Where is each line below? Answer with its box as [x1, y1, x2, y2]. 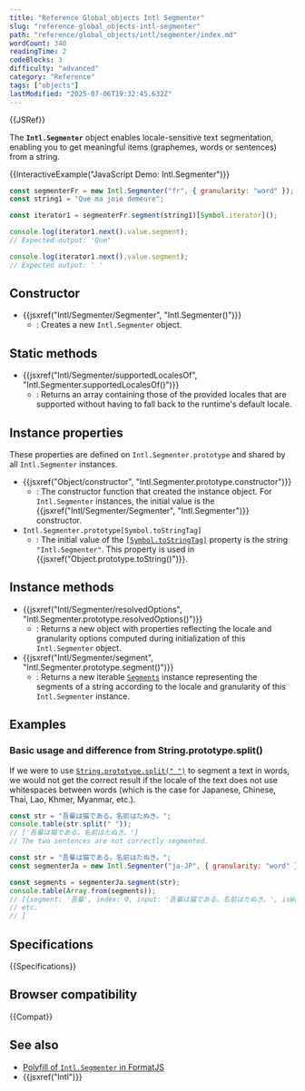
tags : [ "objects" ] [9, 81, 79, 90]
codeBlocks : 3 [9, 55, 64, 64]
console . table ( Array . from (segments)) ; [9, 886, 156, 895]
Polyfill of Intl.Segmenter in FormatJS [22, 1061, 165, 1072]
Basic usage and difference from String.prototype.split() [9, 744, 263, 757]
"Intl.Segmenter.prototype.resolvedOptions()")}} [22, 614, 202, 624]
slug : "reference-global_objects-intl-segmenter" [9, 22, 202, 31]
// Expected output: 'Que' [9, 236, 112, 245]
